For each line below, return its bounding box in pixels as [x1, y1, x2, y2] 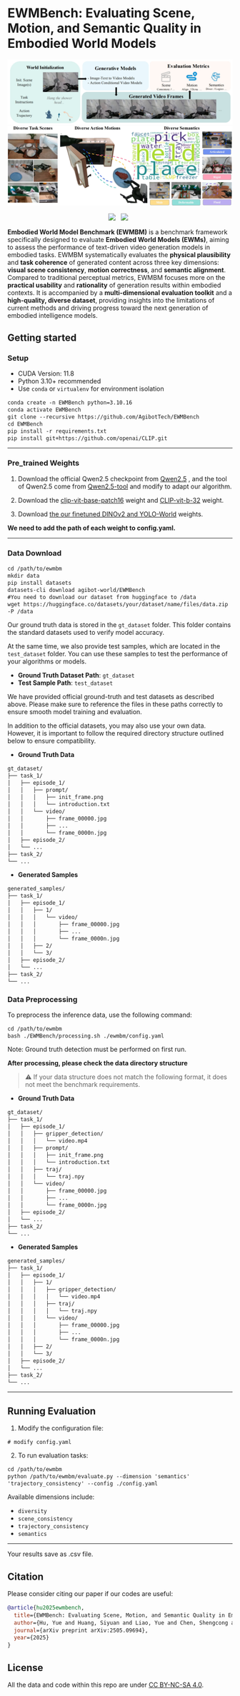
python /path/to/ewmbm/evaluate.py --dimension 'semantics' [7, 1473, 191, 1480]
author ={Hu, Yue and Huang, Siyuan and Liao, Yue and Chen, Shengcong [14, 1619, 229, 1626]
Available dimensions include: [7, 1492, 95, 1501]
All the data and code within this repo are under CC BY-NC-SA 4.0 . [7, 1680, 204, 1690]
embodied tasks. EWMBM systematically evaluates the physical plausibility [7, 250, 231, 259]
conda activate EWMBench [7, 406, 81, 413]
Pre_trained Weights [7, 458, 80, 468]
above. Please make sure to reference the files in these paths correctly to [7, 700, 224, 708]
